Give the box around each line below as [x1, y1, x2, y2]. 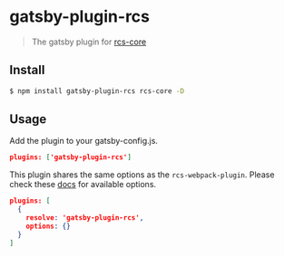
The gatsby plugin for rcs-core [31, 36, 147, 47]
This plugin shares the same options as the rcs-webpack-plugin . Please [9, 169, 275, 180]
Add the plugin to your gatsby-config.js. [9, 136, 159, 147]
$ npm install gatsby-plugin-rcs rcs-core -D [9, 86, 184, 96]
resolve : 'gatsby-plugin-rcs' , [25, 213, 144, 223]
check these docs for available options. [9, 179, 157, 190]
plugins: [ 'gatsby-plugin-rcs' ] [9, 153, 132, 162]
